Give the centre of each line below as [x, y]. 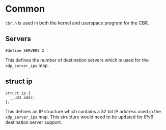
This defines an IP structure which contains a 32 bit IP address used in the [83, 111]
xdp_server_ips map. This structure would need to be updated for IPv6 [79, 117]
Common [25, 9]
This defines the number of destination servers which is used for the [77, 60]
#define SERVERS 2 [25, 51]
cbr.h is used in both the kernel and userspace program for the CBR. [77, 23]
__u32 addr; [23, 97]
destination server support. [34, 122]
